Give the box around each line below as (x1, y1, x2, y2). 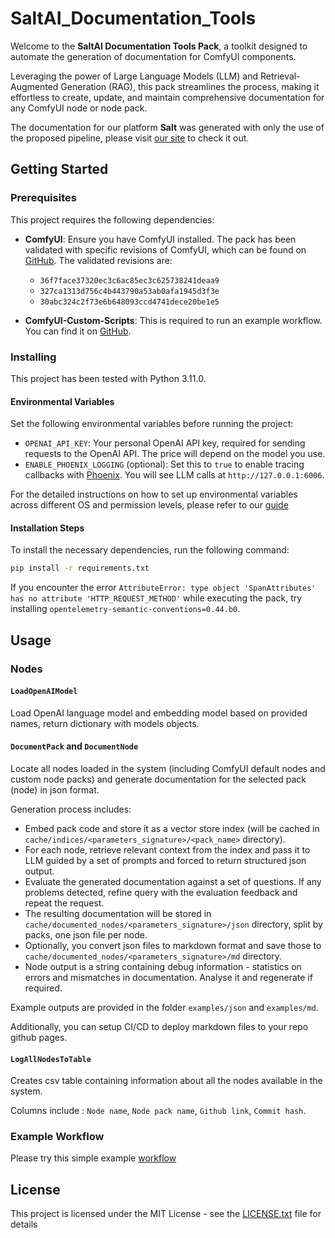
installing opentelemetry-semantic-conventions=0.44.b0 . (10, 603, 241, 615)
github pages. (10, 1031, 68, 1043)
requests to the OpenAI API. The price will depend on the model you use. (24, 448, 326, 460)
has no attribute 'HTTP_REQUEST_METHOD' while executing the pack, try (10, 592, 303, 604)
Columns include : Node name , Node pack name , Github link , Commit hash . (10, 1105, 307, 1117)
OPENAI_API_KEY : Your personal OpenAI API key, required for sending (24, 437, 306, 449)
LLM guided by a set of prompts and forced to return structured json (24, 854, 307, 866)
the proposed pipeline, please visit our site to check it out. (10, 132, 250, 144)
